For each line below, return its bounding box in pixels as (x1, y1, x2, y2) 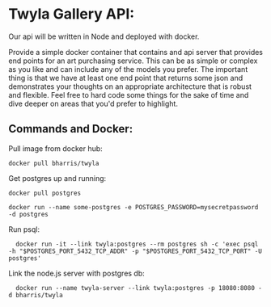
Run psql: (8, 224, 40, 234)
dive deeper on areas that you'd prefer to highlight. (8, 99, 178, 108)
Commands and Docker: (8, 122, 133, 136)
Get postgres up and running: (8, 173, 107, 183)
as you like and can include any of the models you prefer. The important (8, 64, 248, 74)
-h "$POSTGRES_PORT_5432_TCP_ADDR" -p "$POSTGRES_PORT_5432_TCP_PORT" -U (8, 247, 263, 255)
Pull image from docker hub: (8, 143, 103, 153)
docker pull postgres (8, 189, 82, 197)
